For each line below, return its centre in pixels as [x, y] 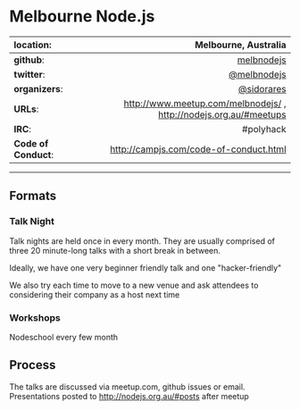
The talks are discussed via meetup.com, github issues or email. [127, 387]
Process [33, 365]
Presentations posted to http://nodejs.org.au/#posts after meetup [129, 396]
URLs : [26, 109]
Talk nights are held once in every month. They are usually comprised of [142, 241]
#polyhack [264, 129]
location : [33, 45]
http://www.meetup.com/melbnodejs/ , [205, 103]
